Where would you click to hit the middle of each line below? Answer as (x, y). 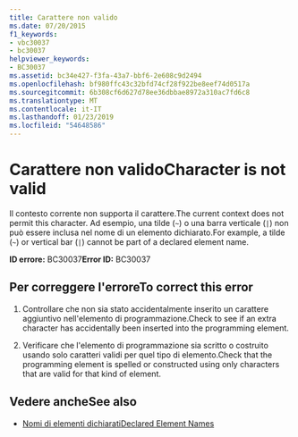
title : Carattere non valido (64, 17)
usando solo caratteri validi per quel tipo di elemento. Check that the (147, 355)
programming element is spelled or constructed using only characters (151, 364)
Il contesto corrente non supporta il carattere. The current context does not (147, 213)
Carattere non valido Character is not (148, 170)
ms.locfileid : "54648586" (57, 126)
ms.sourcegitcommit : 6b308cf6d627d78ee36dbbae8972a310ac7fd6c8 (130, 92)
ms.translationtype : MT (54, 101)
